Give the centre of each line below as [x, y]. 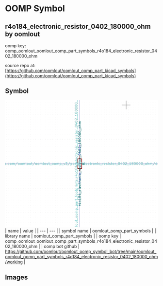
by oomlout [23, 34]
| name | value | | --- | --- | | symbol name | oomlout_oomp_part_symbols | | [81, 231]
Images [16, 277]
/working [14, 262]
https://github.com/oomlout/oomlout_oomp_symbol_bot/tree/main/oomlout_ [81, 251]
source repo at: [20, 65]
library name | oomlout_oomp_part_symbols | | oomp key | [63, 236]
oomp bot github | [62, 247]
